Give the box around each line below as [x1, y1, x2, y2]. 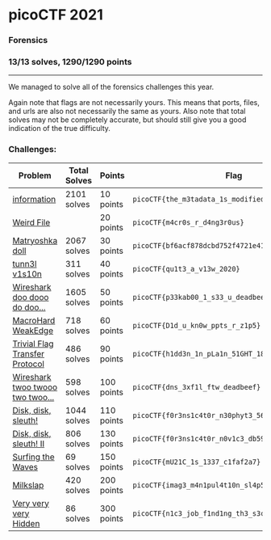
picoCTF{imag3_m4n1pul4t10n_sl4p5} [132, 480, 269, 490]
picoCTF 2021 [8, 6, 103, 24]
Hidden [12, 517, 40, 529]
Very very [12, 497, 50, 508]
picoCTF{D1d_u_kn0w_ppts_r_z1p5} [132, 321, 261, 330]
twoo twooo [12, 382, 58, 393]
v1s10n [12, 268, 43, 280]
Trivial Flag [12, 338, 54, 349]
